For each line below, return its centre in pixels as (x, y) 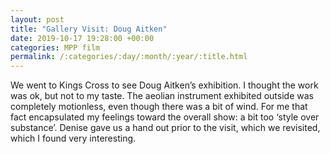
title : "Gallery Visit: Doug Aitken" (89, 29)
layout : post (37, 19)
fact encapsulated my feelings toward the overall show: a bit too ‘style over (165, 117)
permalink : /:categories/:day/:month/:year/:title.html (129, 57)
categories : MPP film (55, 47)
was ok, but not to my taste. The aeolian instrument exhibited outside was (162, 96)
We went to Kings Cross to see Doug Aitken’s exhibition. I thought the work (164, 85)
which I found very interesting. (73, 138)
